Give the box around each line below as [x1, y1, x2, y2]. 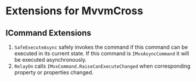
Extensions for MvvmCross [5, 4, 144, 18]
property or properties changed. [14, 69, 94, 75]
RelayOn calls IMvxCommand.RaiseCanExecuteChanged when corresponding [14, 62, 191, 70]
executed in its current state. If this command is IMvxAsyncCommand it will [14, 50, 189, 57]
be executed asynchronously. [14, 56, 87, 63]
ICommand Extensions [5, 28, 92, 38]
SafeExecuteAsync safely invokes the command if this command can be [14, 43, 188, 51]
